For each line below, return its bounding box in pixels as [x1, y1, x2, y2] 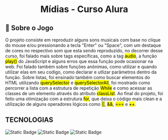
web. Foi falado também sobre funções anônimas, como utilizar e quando [5, 64, 157, 69]
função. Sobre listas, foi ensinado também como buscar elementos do [5, 75, 150, 80]
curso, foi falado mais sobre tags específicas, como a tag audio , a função [5, 53, 157, 59]
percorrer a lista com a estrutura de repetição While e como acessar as [5, 85, 152, 91]
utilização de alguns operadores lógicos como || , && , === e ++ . [5, 101, 136, 107]
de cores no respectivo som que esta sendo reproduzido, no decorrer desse [5, 48, 163, 53]
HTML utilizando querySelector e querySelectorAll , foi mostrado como [5, 80, 150, 86]
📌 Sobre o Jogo [5, 24, 54, 32]
